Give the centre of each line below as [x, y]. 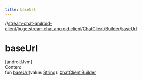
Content [13, 67]
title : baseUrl [20, 10]
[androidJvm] [19, 62]
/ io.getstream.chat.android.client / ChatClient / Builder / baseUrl [76, 29]
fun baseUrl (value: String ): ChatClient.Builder [51, 72]
